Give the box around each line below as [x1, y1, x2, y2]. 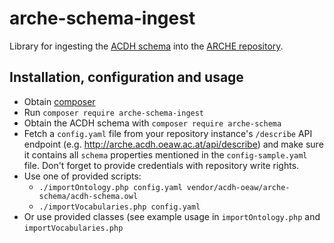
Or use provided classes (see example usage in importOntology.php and [23, 210, 321, 222]
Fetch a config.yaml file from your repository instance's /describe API [23, 127, 313, 139]
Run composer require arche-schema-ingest [23, 106, 205, 118]
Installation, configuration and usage [9, 69, 244, 86]
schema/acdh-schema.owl [38, 191, 139, 201]
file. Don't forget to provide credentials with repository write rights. [23, 159, 300, 171]
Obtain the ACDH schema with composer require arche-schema [23, 117, 282, 129]
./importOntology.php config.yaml [38, 182, 183, 192]
